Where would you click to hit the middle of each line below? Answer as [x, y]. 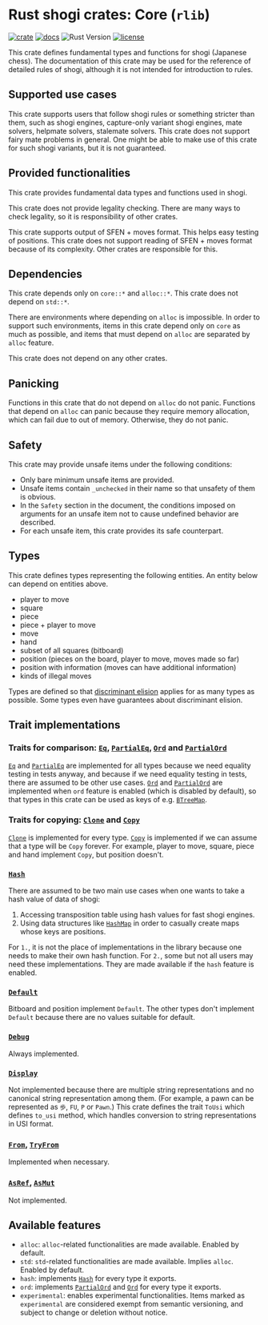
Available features [55, 1225]
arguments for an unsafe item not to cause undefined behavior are [129, 514]
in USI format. [31, 1123]
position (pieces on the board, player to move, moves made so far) [130, 659]
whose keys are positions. [63, 932]
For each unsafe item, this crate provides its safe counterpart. [122, 531]
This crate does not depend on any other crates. [88, 359]
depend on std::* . [39, 302]
